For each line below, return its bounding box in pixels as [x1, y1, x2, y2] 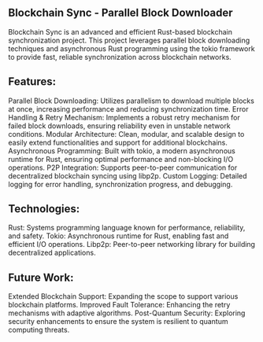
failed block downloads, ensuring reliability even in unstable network [8, 121, 231, 131]
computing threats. [8, 325, 70, 335]
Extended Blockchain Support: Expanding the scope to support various [8, 292, 239, 301]
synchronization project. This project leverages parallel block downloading [8, 35, 250, 45]
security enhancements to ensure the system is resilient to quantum [8, 317, 228, 326]
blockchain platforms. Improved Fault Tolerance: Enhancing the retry [8, 300, 231, 310]
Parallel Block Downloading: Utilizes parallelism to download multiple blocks [8, 96, 254, 105]
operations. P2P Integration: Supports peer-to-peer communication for [8, 163, 238, 172]
